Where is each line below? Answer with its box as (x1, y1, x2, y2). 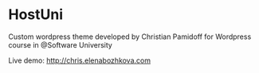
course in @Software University (8, 40, 113, 49)
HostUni (8, 6, 64, 24)
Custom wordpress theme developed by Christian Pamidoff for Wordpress (8, 32, 252, 41)
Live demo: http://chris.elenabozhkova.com (8, 56, 151, 65)
